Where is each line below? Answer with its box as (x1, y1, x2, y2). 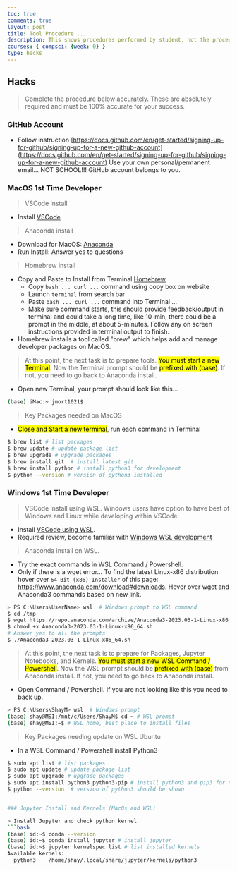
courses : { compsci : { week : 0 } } (7, 43, 106, 50)
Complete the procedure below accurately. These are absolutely (24, 95, 212, 103)
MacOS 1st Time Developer (7, 183, 102, 193)
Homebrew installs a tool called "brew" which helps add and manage (17, 335, 219, 343)
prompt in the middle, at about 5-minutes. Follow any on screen (28, 320, 213, 329)
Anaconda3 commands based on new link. (17, 590, 142, 598)
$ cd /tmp (7, 610, 37, 617)
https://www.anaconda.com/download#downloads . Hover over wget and (17, 583, 230, 591)
